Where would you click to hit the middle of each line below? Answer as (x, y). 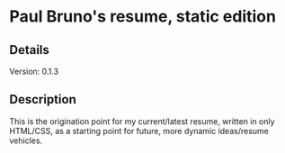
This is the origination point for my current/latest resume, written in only (142, 121)
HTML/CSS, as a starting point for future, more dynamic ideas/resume (139, 130)
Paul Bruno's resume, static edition (143, 17)
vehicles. (26, 140)
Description (43, 99)
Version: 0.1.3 (34, 71)
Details (29, 50)
